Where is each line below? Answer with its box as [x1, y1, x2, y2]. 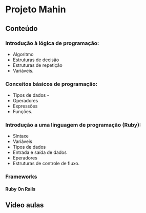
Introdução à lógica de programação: [5, 40, 99, 47]
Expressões [12, 103, 38, 109]
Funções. [12, 109, 33, 115]
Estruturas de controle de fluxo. [12, 161, 80, 167]
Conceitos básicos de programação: [5, 80, 98, 87]
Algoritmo [12, 51, 34, 57]
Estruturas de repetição [12, 62, 63, 68]
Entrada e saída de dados [12, 149, 67, 155]
